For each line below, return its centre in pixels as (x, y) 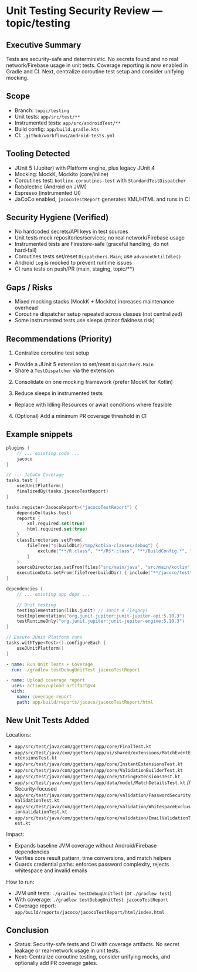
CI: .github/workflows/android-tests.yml (65, 135)
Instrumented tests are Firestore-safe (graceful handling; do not (91, 244)
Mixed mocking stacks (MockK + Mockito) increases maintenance (94, 302)
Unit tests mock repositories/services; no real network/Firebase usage (99, 238)
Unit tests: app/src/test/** (47, 116)
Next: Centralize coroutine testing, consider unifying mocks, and (92, 957)
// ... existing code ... (48, 453)
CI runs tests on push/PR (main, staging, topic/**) (74, 269)
